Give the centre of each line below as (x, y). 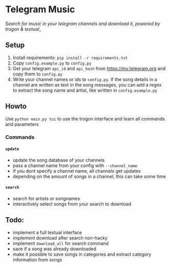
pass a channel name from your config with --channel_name (75, 166)
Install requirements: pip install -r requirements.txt (70, 57)
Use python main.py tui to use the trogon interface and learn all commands (85, 118)
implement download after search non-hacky (60, 238)
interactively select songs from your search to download (72, 204)
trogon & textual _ (23, 29)
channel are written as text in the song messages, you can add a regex (87, 85)
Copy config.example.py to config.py (52, 63)
